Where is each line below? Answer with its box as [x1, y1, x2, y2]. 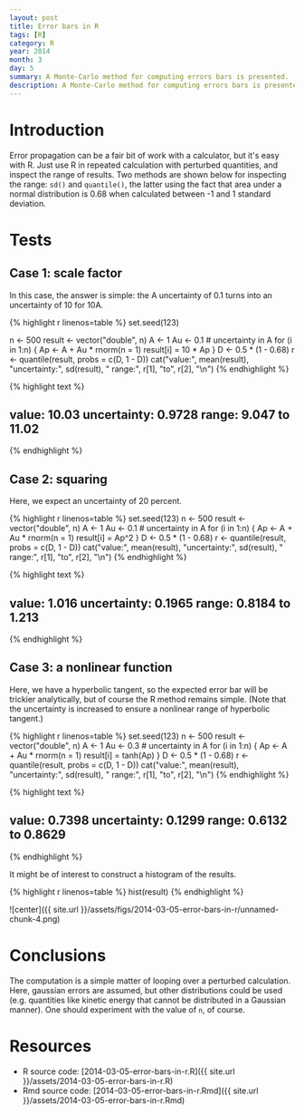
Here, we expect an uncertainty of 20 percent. [9, 496, 183, 507]
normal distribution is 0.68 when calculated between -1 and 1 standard [9, 188, 271, 199]
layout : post [9, 13, 59, 23]
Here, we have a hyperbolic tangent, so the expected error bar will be [9, 683, 269, 694]
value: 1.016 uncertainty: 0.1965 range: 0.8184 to [9, 596, 291, 611]
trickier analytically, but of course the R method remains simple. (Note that [9, 693, 287, 704]
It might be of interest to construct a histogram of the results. [9, 868, 237, 879]
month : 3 [9, 55, 43, 64]
